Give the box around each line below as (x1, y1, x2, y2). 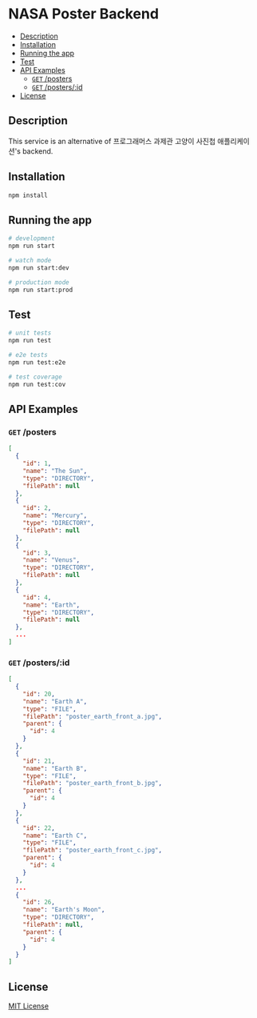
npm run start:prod (8, 286, 73, 294)
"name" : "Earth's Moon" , (22, 906, 105, 914)
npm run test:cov (8, 380, 66, 388)
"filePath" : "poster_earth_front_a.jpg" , (22, 712, 162, 720)
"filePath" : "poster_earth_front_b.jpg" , (22, 780, 162, 788)
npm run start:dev (8, 263, 69, 272)
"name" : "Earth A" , (22, 697, 88, 705)
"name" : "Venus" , (22, 556, 81, 564)
